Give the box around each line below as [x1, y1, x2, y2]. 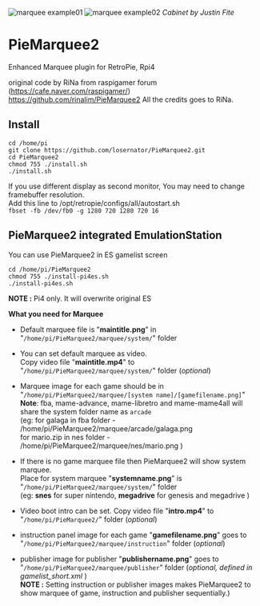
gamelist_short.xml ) [19, 571, 87, 580]
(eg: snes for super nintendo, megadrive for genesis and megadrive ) [19, 490, 250, 500]
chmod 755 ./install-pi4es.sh [8, 273, 110, 281]
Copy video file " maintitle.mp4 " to [19, 357, 135, 366]
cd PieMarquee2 [8, 153, 59, 161]
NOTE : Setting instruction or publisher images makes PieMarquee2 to [19, 580, 251, 589]
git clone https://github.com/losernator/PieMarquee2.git [8, 146, 206, 154]
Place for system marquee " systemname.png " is [19, 473, 182, 483]
